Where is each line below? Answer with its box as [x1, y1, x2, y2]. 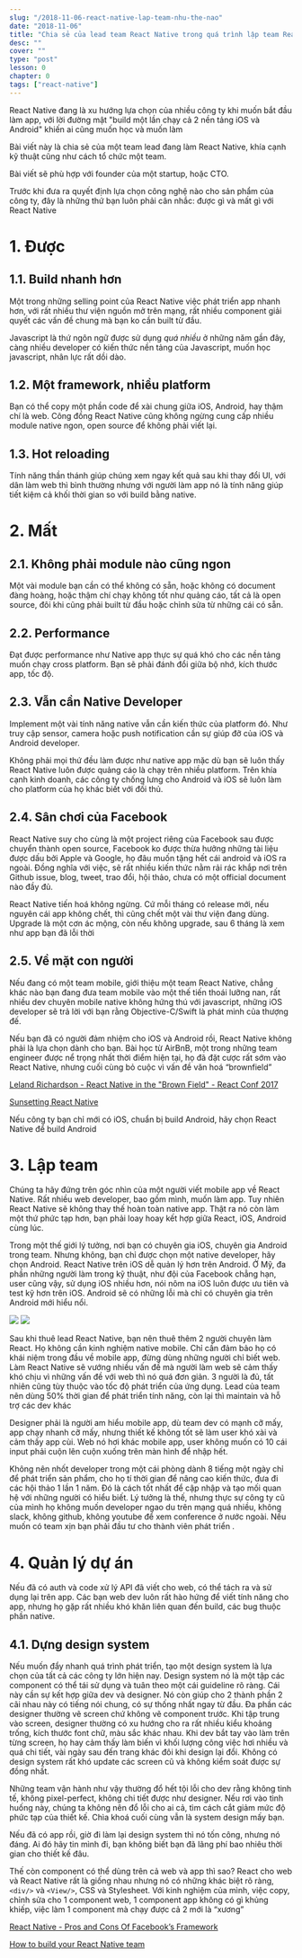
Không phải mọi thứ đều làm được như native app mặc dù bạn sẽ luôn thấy [9, 754, 285, 765]
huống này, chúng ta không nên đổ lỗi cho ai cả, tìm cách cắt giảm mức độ [9, 1802, 286, 1813]
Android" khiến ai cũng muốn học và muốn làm [9, 123, 183, 135]
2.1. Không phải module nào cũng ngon [9, 556, 231, 572]
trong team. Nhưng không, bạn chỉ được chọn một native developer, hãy [9, 1250, 276, 1260]
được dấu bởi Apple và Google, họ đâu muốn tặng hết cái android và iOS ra [9, 852, 287, 863]
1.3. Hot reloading [9, 446, 111, 461]
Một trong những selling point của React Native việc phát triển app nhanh [9, 296, 280, 307]
